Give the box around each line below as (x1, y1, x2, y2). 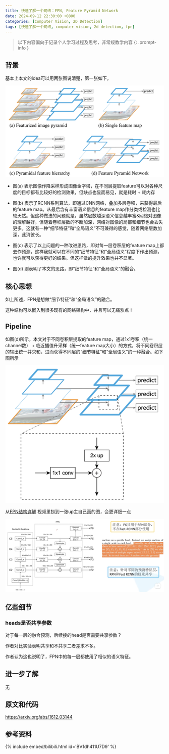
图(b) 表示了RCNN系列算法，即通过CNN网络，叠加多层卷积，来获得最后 (12, 200, 162, 206)
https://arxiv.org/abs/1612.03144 (5, 714, 73, 720)
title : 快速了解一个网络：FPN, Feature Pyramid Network (5, 8, 119, 13)
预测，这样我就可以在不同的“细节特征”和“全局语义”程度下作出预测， (21, 249, 162, 255)
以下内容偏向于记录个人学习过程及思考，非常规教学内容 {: (17, 39, 137, 45)
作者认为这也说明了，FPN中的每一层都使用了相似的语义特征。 (5, 653, 134, 659)
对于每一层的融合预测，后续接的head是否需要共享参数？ (5, 632, 122, 638)
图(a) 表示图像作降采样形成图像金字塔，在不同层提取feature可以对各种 (12, 183, 158, 189)
